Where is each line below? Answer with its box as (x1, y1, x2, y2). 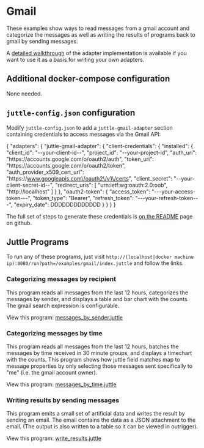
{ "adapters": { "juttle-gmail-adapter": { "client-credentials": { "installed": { (6, 142, 194, 149)
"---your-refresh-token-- (135, 194, 199, 201)
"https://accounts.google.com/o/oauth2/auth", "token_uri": (6, 155, 155, 163)
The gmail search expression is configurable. (6, 302, 120, 309)
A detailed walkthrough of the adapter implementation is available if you (6, 49, 188, 56)
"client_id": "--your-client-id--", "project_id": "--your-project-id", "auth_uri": (6, 149, 197, 156)
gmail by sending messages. (6, 37, 78, 45)
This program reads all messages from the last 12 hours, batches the (6, 343, 179, 350)
